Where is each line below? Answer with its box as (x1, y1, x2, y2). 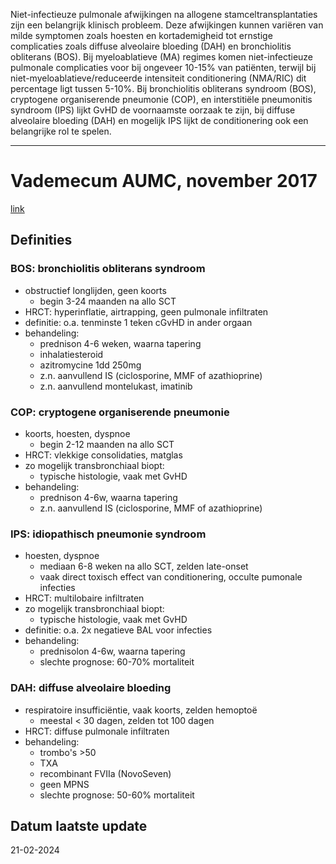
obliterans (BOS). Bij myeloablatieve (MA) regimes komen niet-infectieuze (10, 51, 314, 63)
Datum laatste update (10, 817, 148, 834)
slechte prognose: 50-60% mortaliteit (39, 789, 195, 801)
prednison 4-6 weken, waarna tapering (39, 337, 202, 349)
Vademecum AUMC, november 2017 (10, 170, 318, 193)
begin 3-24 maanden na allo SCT (39, 295, 177, 307)
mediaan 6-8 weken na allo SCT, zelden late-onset (39, 560, 249, 573)
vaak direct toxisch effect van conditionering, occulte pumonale (39, 571, 303, 583)
